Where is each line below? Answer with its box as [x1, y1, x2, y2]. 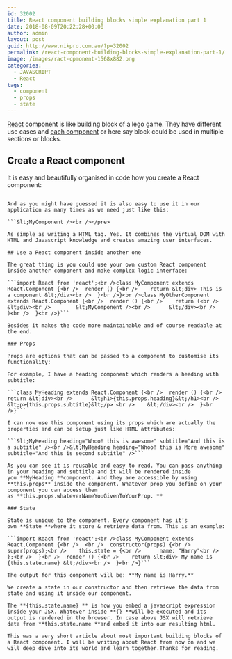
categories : [7, 62, 42, 69]
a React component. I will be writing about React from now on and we [7, 638, 216, 646]
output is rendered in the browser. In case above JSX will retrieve [7, 614, 213, 621]
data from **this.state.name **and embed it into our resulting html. [7, 620, 216, 627]
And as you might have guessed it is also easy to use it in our [7, 200, 200, 207]
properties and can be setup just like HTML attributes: [7, 425, 176, 432]
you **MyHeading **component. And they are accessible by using [7, 474, 197, 481]
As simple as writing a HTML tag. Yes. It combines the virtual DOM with [7, 230, 226, 237]
